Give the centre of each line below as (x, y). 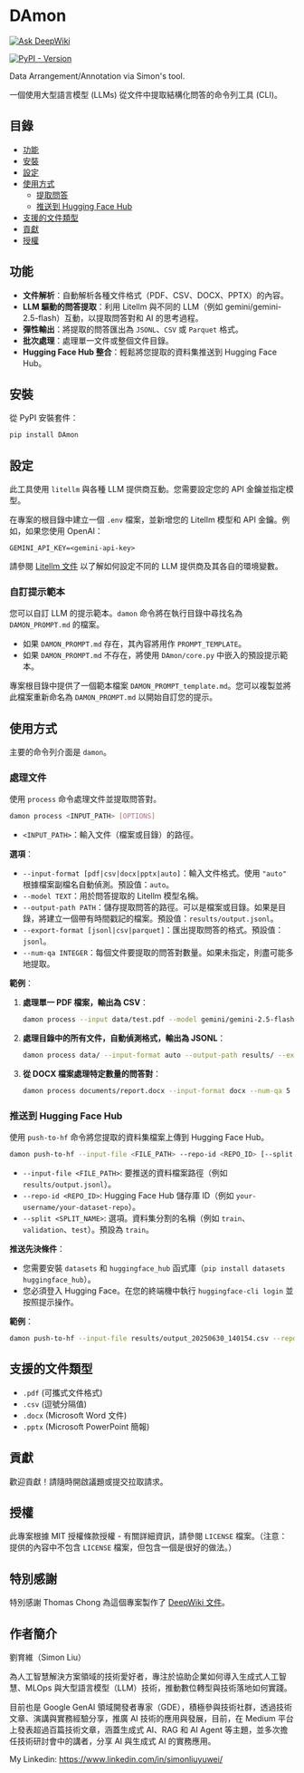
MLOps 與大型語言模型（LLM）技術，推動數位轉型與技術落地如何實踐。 (158, 1688)
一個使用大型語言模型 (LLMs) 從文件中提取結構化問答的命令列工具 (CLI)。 (146, 94)
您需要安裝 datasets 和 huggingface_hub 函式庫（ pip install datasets (154, 1268)
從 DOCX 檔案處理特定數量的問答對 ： (91, 1074)
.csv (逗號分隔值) (55, 1404)
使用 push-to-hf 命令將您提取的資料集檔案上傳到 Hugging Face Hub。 (139, 1138)
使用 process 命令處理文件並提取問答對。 (85, 799)
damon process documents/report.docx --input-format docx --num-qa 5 (157, 1091)
